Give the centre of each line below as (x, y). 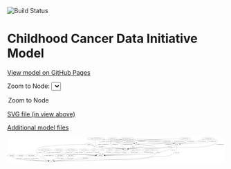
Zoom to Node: (29, 86)
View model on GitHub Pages (49, 72)
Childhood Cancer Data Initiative (103, 39)
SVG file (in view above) (41, 114)
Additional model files (38, 127)
